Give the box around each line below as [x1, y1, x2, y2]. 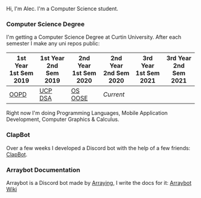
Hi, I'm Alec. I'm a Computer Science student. [6, 5, 118, 12]
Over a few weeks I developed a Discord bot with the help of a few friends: [6, 144, 190, 151]
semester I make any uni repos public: [6, 40, 100, 47]
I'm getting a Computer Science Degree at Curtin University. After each [6, 33, 181, 41]
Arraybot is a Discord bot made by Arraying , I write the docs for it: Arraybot [6, 179, 192, 186]
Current [103, 90, 125, 99]
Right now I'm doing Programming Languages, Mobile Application [6, 109, 168, 117]
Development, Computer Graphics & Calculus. [6, 116, 120, 123]
